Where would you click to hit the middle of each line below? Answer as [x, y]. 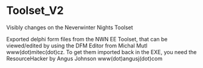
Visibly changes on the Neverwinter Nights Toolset [70, 27]
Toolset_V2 [35, 11]
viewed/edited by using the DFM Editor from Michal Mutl [77, 46]
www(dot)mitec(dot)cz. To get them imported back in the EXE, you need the [101, 52]
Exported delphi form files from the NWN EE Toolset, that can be [87, 39]
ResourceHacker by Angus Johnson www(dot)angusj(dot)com [84, 58]
